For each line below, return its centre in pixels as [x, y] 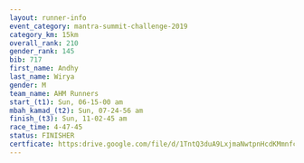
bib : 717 [26, 60]
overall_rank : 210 [44, 43]
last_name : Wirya [42, 77]
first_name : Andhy [44, 69]
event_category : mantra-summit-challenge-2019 [99, 26]
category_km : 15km [44, 34]
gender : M [28, 85]
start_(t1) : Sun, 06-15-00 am [66, 102]
